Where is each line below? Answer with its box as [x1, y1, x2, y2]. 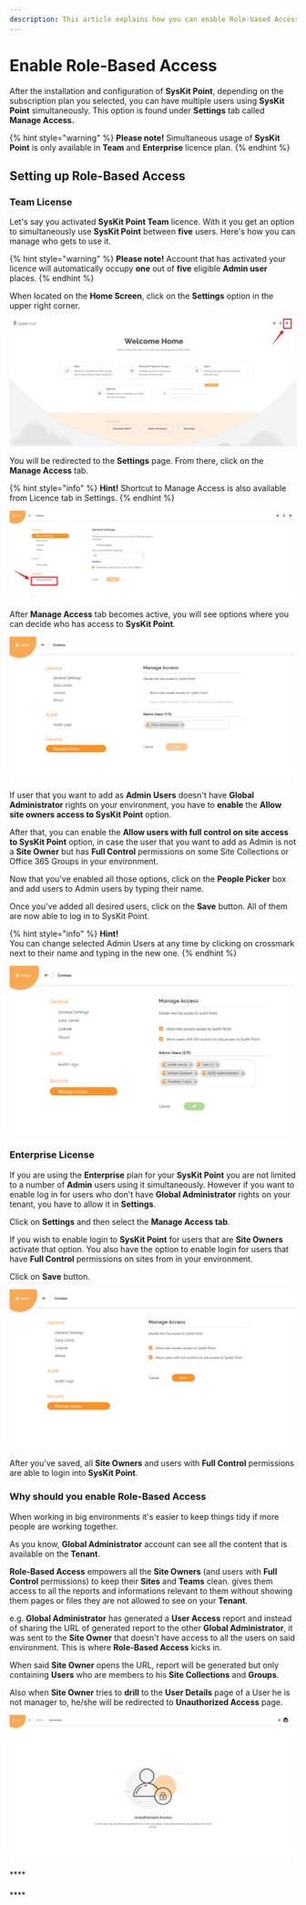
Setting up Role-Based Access [9, 168, 186, 183]
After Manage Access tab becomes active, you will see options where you [9, 609, 290, 620]
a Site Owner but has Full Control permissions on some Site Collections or [9, 845, 290, 857]
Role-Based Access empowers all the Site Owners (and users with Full [9, 1565, 278, 1576]
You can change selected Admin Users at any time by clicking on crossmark [9, 937, 295, 948]
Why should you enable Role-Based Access [9, 1491, 207, 1503]
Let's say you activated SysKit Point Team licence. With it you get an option [9, 216, 295, 227]
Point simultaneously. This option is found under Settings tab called [9, 105, 266, 116]
